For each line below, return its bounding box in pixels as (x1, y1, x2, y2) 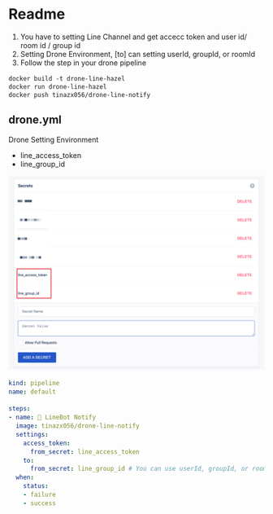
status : (23, 482, 49, 490)
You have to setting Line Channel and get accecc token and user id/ (19, 32, 248, 42)
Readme (8, 5, 66, 24)
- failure (23, 490, 57, 499)
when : (15, 473, 35, 481)
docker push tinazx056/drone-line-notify (8, 90, 151, 99)
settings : (15, 430, 49, 438)
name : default (8, 388, 57, 396)
